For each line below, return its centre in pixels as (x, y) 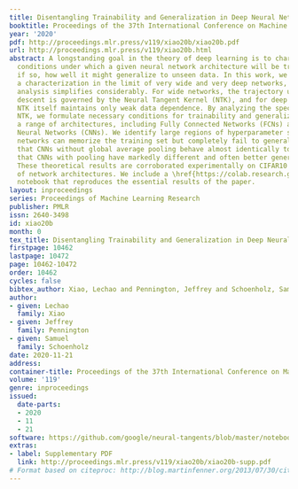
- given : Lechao (39, 306)
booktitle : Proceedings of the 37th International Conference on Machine (149, 26)
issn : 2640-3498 (39, 215)
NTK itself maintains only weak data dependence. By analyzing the (145, 108)
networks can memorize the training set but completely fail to (138, 141)
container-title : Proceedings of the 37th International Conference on (144, 372)
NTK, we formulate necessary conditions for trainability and (134, 116)
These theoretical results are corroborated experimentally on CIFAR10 (153, 166)
